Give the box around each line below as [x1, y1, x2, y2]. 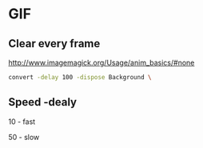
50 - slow [8, 132, 40, 142]
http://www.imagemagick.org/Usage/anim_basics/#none [8, 58, 195, 67]
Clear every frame [8, 37, 101, 50]
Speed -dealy [8, 95, 78, 109]
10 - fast [8, 117, 36, 126]
